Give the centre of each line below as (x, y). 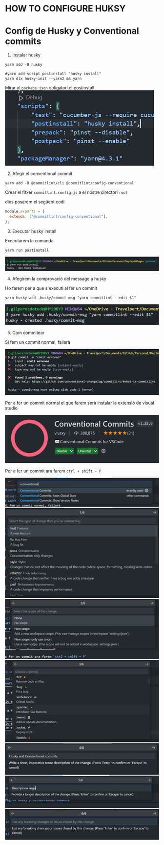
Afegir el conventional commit (42, 174)
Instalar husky (26, 55)
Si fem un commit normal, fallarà (38, 342)
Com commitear (28, 333)
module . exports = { (25, 211)
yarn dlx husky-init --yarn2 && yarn (43, 79)
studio (11, 408)
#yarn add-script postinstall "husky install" (53, 74)
